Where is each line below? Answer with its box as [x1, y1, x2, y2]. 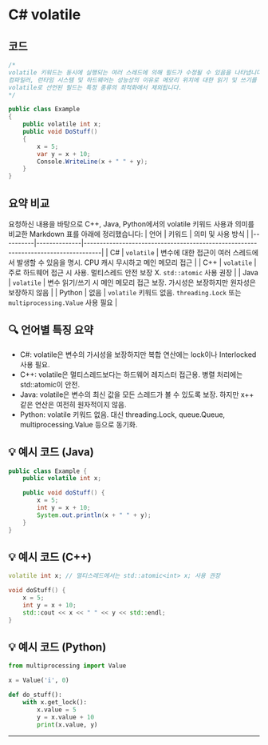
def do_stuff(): [8, 691, 62, 699]
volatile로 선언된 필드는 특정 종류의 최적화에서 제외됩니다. [8, 83, 183, 91]
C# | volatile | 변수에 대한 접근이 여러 [109, 247, 231, 257]
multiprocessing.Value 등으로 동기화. [19, 419, 138, 429]
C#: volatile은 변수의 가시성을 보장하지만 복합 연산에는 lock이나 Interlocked [19, 350, 257, 359]
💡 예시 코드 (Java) [8, 446, 94, 459]
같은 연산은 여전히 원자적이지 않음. [19, 399, 127, 409]
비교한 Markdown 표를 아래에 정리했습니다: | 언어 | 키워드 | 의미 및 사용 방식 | [8, 229, 250, 238]
